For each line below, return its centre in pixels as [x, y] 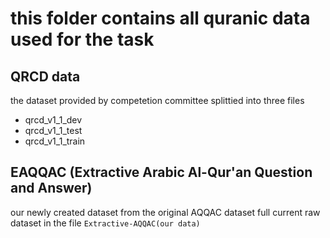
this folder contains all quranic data [160, 18]
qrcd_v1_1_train [55, 141]
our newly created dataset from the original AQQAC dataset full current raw [165, 212]
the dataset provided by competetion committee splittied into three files [157, 100]
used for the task [82, 39]
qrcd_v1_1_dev [53, 120]
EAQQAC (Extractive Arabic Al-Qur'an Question [161, 172]
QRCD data [45, 76]
